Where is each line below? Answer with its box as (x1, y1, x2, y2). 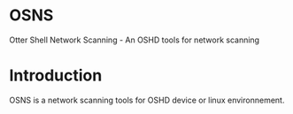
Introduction (9, 65, 103, 86)
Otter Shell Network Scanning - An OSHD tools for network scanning (9, 34, 259, 45)
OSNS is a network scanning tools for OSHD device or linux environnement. (9, 95, 285, 105)
